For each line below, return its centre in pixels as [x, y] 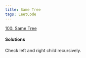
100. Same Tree [21, 28]
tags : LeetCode [21, 14]
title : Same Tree [23, 10]
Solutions [15, 39]
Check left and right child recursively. [43, 50]
